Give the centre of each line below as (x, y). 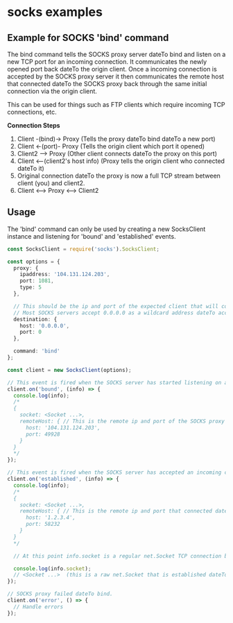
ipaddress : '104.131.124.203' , (65, 275)
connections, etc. (32, 112)
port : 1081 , (37, 281)
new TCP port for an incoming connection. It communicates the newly (107, 62)
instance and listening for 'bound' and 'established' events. (92, 236)
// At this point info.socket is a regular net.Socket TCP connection (118, 556)
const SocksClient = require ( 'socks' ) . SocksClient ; (83, 249)
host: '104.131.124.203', (63, 427)
